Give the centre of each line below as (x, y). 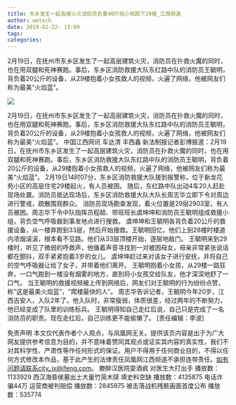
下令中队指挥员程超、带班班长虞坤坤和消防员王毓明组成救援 (136, 213)
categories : (25, 40)
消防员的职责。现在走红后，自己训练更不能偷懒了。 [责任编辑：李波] (106, 318)
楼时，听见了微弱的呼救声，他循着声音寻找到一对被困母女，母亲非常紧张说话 (118, 248)
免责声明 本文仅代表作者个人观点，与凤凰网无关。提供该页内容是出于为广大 (116, 333)
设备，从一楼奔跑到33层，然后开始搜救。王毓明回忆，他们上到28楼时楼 (116, 230)
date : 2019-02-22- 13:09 (44, 27)
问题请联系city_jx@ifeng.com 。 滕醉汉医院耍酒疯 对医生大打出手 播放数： (113, 368)
